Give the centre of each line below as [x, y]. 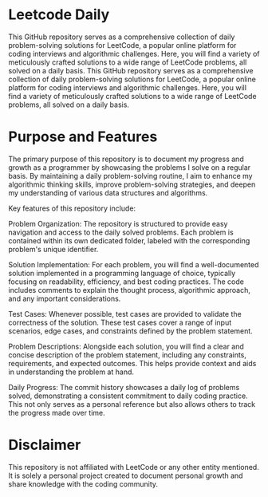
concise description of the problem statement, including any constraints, [128, 355]
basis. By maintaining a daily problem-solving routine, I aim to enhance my [130, 176]
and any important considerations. [65, 298]
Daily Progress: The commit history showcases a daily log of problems [124, 387]
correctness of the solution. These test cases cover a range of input [120, 322]
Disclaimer [45, 445]
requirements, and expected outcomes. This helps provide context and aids [132, 363]
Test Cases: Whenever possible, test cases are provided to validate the [125, 314]
